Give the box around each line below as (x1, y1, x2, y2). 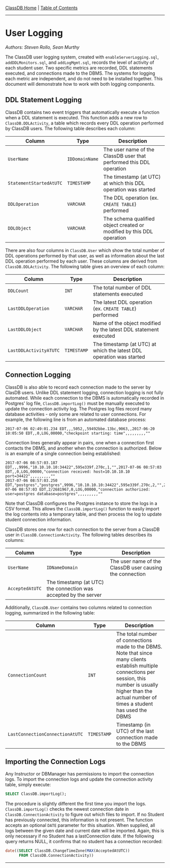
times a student (116, 700, 153, 707)
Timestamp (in (116, 721, 151, 728)
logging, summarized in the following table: (5, 609, 95, 616)
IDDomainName (67, 156, 99, 162)
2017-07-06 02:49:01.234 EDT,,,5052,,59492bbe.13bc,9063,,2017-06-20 (5, 426, 155, 431)
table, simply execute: (5, 782, 51, 788)
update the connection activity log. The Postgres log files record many (5, 405, 152, 411)
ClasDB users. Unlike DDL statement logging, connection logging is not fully (5, 389, 163, 396)
